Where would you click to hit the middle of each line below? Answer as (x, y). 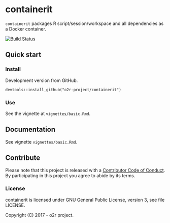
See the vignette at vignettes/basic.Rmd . (48, 114)
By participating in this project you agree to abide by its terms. (70, 175)
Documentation (30, 130)
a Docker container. (26, 29)
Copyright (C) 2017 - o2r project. (39, 215)
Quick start (23, 55)
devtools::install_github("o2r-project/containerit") (63, 90)
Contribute (23, 158)
